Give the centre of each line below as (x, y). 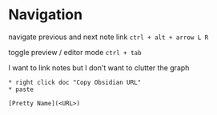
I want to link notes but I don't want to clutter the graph (99, 67)
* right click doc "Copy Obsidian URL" (75, 82)
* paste (21, 89)
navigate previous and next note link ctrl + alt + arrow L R (108, 37)
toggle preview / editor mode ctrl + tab (75, 52)
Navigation (45, 15)
